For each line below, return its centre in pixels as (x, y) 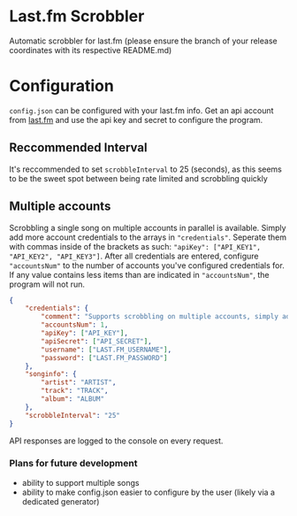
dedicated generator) (61, 501)
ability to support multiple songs (80, 482)
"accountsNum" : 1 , (75, 325)
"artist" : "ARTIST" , (79, 382)
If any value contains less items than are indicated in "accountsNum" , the (139, 274)
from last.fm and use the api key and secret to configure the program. (136, 119)
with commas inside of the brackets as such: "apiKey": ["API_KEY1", (135, 246)
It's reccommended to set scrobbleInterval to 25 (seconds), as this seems (146, 169)
